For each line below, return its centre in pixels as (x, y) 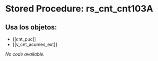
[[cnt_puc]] (24, 39)
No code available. (25, 54)
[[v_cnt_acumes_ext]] (35, 44)
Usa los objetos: (31, 27)
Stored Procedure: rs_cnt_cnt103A (79, 9)
